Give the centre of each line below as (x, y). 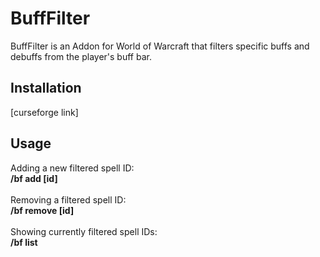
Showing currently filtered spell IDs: (84, 231)
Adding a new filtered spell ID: (72, 168)
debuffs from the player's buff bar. (81, 56)
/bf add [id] (34, 178)
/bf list (24, 242)
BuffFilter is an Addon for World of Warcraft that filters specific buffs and (160, 46)
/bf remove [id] (42, 210)
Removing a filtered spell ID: (68, 199)
